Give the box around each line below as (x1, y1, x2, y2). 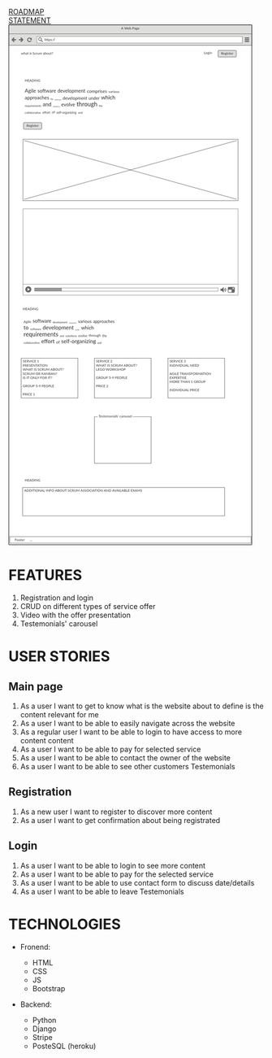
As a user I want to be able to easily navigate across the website (19, 718, 235, 728)
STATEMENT (8, 15, 51, 25)
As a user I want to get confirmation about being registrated (19, 815, 221, 825)
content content (19, 735, 74, 745)
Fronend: (19, 942, 51, 951)
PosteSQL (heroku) (32, 1041, 97, 1051)
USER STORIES (8, 647, 110, 666)
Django (32, 1024, 57, 1034)
